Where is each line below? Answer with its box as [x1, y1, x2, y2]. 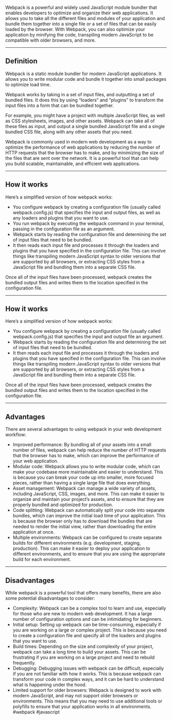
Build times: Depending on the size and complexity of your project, [12, 643, 154, 650]
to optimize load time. [5, 81, 51, 87]
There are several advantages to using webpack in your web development [5, 426, 162, 433]
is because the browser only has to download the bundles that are [12, 518, 153, 524]
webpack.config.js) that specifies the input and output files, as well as [12, 209, 160, 215]
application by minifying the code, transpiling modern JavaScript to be [5, 32, 154, 38]
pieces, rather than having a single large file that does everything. [12, 480, 152, 486]
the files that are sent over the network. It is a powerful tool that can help [5, 155, 159, 161]
